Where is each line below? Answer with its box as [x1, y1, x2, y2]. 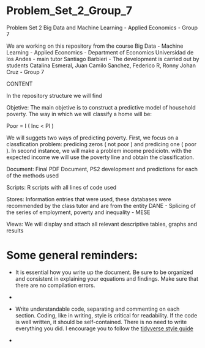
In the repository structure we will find [6, 92, 102, 99]
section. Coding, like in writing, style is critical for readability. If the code [15, 311, 198, 319]
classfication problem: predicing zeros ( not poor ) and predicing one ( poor [6, 140, 197, 147]
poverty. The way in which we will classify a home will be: [6, 110, 152, 117]
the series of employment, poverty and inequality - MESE [6, 209, 151, 216]
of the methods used [6, 172, 59, 179]
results [6, 227, 24, 234]
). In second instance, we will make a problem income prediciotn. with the [6, 147, 192, 154]
